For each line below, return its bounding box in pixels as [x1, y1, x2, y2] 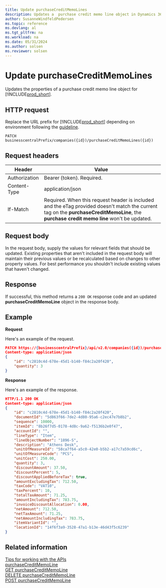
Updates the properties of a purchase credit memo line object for [5, 86, 138, 92]
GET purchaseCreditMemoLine [5, 567, 68, 573]
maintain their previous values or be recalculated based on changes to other [5, 255, 161, 261]
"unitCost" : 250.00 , [14, 456, 56, 461]
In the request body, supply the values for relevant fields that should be [5, 245, 151, 251]
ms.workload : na [5, 35, 39, 40]
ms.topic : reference [5, 21, 48, 26]
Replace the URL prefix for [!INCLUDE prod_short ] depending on [5, 119, 135, 125]
